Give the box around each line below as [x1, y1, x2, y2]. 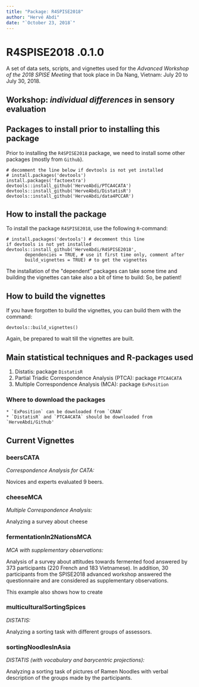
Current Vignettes [6, 435, 75, 445]
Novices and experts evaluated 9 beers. [6, 478, 104, 485]
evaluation [6, 104, 46, 114]
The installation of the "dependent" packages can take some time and [6, 268, 178, 275]
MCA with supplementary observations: [6, 546, 104, 553]
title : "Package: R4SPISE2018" [6, 8, 84, 15]
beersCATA [6, 453, 40, 461]
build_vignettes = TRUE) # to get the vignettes [24, 257, 147, 263]
